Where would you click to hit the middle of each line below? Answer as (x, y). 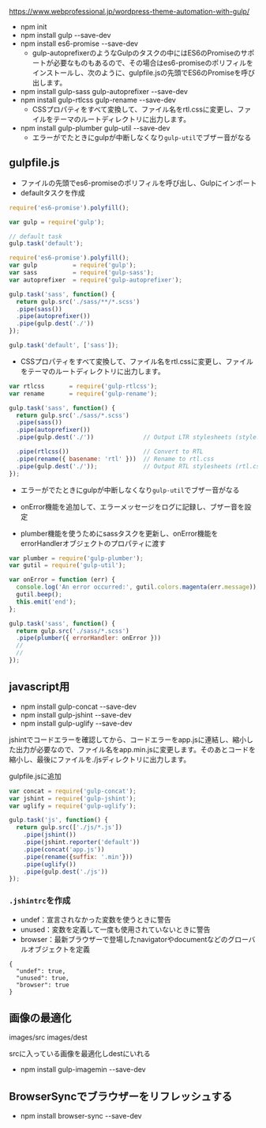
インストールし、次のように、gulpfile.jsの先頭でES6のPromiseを (137, 73)
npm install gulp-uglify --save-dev (76, 723)
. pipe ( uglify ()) (50, 864)
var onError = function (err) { (62, 580)
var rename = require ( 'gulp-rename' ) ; (83, 394)
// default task (36, 237)
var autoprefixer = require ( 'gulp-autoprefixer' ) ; (96, 280)
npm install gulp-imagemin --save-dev (83, 1069)
